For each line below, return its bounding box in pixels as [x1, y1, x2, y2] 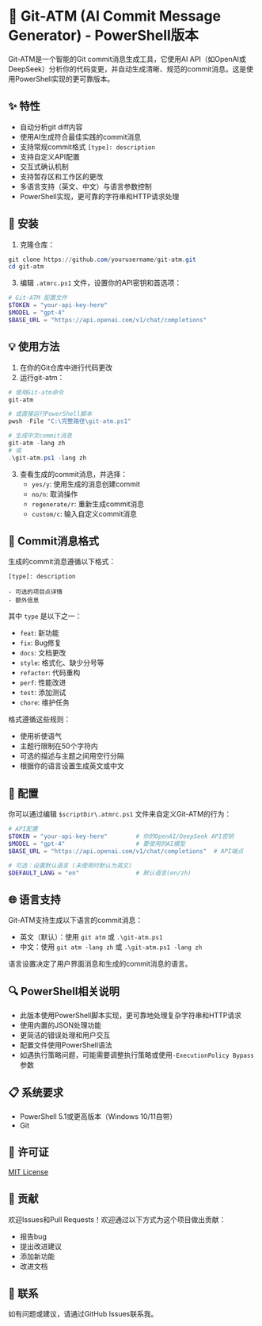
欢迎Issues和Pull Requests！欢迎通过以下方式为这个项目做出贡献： [8, 1214, 226, 1224]
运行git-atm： [19, 372, 65, 382]
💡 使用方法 [8, 340, 60, 354]
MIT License [8, 1166, 49, 1177]
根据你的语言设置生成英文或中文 [19, 761, 124, 771]
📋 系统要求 [8, 1086, 64, 1099]
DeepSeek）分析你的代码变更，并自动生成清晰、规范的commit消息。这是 [8, 63, 247, 74]
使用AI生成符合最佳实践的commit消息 [19, 132, 142, 141]
